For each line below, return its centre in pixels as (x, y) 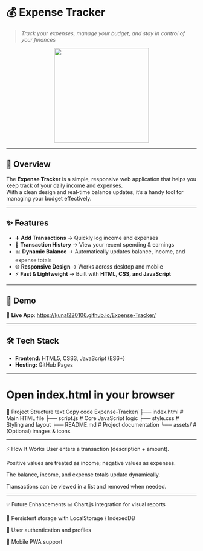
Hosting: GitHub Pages (44, 365)
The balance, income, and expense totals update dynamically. (83, 475)
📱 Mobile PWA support (34, 542)
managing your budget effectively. (49, 198)
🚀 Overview (28, 165)
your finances (38, 39)
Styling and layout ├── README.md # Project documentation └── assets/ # (101, 425)
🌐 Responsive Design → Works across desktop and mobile (89, 266)
